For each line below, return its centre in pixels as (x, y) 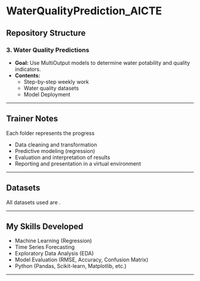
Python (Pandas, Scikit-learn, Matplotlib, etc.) (71, 266)
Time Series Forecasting (45, 247)
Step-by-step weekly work (56, 82)
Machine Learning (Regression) (53, 241)
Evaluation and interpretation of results (62, 157)
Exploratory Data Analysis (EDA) (54, 254)
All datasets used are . (34, 202)
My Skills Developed (45, 227)
